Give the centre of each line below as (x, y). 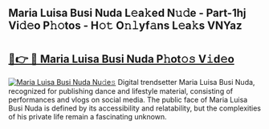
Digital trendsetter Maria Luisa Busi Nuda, (186, 82)
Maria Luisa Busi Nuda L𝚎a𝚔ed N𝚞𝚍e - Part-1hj (127, 13)
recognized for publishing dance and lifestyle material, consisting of (121, 91)
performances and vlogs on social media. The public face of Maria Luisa (128, 100)
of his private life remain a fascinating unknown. (88, 117)
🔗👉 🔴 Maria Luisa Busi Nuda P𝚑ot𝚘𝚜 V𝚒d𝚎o (121, 59)
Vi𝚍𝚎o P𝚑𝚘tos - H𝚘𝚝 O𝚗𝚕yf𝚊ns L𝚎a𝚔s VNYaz (125, 26)
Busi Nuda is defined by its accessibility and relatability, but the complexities (134, 108)
